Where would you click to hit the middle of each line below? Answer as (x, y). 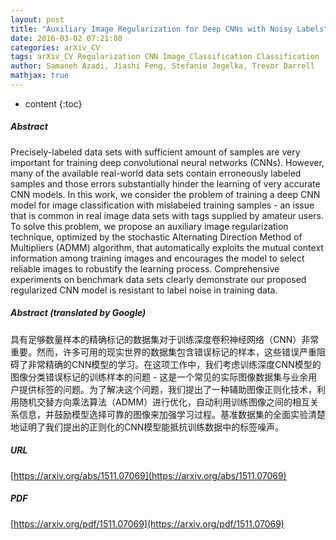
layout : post (37, 19)
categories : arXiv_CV (55, 47)
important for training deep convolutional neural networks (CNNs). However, (167, 162)
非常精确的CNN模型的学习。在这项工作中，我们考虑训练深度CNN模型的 (174, 364)
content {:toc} (53, 103)
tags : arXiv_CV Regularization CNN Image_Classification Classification (165, 57)
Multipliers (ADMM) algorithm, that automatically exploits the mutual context (167, 247)
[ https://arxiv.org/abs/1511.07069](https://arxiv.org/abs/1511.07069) (148, 475)
